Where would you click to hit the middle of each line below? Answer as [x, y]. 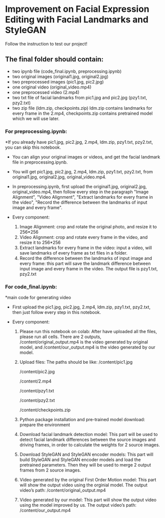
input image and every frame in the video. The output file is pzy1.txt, [89, 269]
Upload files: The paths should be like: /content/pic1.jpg [76, 362]
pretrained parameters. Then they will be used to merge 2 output [85, 465]
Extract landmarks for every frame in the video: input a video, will [86, 248]
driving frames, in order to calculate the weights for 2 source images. [90, 445]
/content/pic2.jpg [37, 372]
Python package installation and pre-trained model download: [82, 420]
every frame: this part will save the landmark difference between [85, 263]
